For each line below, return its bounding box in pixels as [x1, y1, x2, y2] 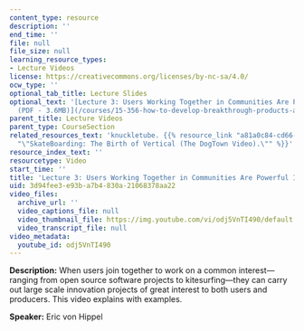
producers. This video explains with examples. [9, 294, 183, 305]
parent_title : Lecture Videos [9, 114, 124, 123]
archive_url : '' [17, 198, 79, 208]
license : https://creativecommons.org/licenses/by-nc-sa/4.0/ [9, 72, 249, 81]
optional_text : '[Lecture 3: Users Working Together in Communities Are [9, 97, 290, 107]
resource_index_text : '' [9, 147, 103, 156]
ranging [9, 275, 39, 286]
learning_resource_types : [9, 55, 107, 64]
